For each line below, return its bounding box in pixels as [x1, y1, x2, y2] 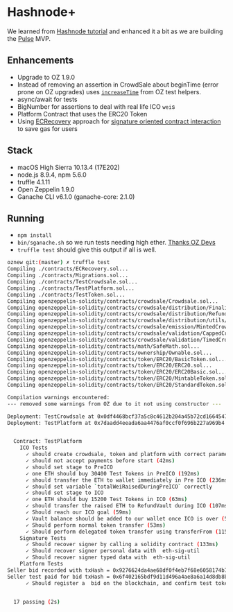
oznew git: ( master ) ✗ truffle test [7, 259, 110, 266]
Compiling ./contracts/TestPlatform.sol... [7, 285, 135, 292]
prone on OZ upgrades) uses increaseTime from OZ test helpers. [17, 87, 202, 96]
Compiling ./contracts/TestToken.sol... [7, 291, 126, 298]
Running [7, 212, 45, 224]
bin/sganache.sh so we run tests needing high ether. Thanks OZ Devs [17, 238, 216, 247]
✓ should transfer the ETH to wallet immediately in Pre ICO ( [25, 476, 213, 484]
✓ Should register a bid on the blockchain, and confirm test [25, 579, 213, 586]
